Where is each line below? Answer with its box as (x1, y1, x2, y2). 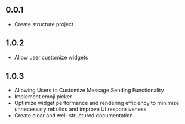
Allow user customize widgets (14, 54, 88, 61)
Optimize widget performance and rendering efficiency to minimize (14, 100, 180, 107)
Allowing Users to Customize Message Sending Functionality (14, 86, 165, 94)
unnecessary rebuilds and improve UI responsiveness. (14, 106, 149, 113)
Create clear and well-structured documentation (14, 112, 133, 119)
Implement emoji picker (14, 93, 72, 100)
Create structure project (14, 20, 74, 27)
